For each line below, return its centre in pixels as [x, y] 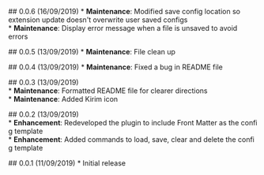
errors [18, 36]
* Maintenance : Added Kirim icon [63, 99]
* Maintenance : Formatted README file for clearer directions [108, 91]
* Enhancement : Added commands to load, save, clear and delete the [122, 140]
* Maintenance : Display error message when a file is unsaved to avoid [123, 28]
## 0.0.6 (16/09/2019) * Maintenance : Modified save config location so [124, 11]
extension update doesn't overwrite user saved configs [98, 20]
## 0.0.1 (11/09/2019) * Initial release [67, 163]
